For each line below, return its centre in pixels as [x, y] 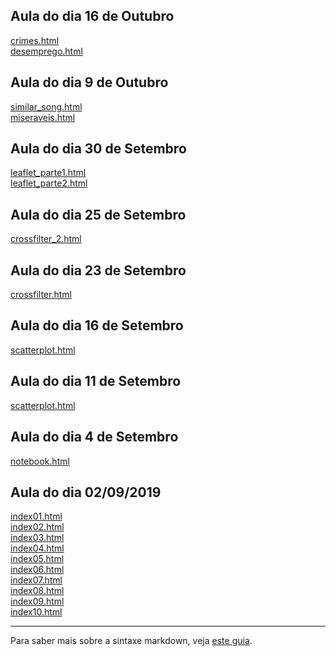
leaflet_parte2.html [49, 183]
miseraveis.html [43, 117]
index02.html [37, 527]
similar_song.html [46, 106]
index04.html [37, 548]
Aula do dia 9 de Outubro [89, 82]
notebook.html [40, 461]
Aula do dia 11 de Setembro [96, 381]
